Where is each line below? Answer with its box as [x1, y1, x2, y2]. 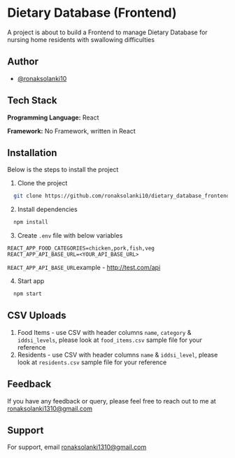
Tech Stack [7, 94, 57, 106]
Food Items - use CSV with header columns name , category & [17, 328, 192, 336]
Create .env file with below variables [17, 231, 123, 240]
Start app [17, 277, 45, 285]
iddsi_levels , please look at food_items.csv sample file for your [17, 336, 203, 344]
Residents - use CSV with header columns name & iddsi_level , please [17, 350, 218, 359]
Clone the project [17, 179, 68, 187]
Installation [7, 147, 57, 159]
